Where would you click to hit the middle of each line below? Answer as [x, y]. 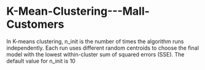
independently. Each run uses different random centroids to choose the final [103, 48]
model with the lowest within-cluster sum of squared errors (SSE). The [95, 54]
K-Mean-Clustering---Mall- [78, 11]
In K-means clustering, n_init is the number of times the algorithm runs [95, 41]
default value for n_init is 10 [41, 61]
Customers [35, 24]
